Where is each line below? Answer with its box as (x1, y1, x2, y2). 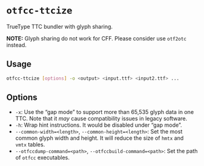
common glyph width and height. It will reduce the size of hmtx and (15, 134, 184, 142)
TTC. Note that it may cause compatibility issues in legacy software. (15, 115, 188, 123)
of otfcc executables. (15, 154, 70, 161)
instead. (6, 41, 27, 48)
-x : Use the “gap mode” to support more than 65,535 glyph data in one (15, 108, 194, 116)
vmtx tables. (15, 141, 45, 148)
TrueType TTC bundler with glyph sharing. (6, 23, 113, 30)
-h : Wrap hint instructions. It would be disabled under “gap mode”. (15, 121, 183, 129)
